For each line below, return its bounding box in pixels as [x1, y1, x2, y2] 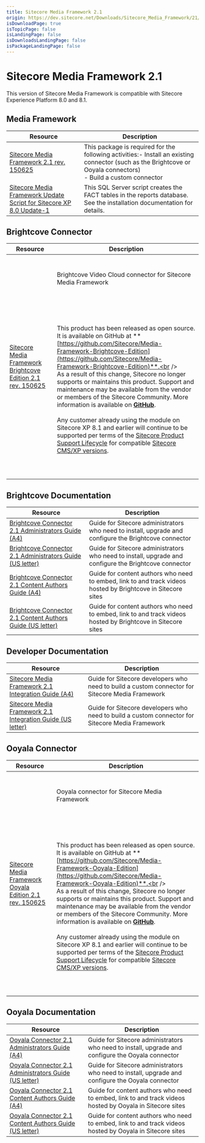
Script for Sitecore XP [9, 198, 71, 207]
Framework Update [9, 190, 65, 199]
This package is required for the [84, 142, 176, 151]
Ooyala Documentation [6, 1007, 96, 1017]
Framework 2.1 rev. [9, 157, 66, 166]
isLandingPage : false [6, 32, 62, 38]
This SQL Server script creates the [84, 183, 183, 192]
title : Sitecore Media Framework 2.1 [6, 9, 103, 15]
